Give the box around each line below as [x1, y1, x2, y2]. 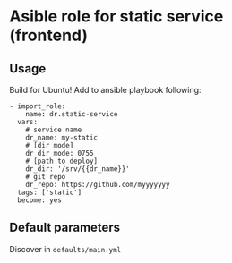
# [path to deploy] [25, 157, 99, 165]
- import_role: [9, 102, 66, 111]
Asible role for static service [9, 6, 224, 27]
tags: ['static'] [17, 188, 82, 197]
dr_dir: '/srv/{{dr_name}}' [25, 165, 130, 174]
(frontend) [9, 25, 88, 46]
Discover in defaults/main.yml [9, 243, 122, 254]
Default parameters [9, 220, 121, 235]
